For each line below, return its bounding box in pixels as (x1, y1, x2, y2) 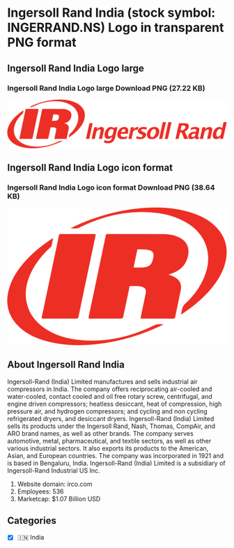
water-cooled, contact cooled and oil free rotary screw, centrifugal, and (7, 392, 212, 400)
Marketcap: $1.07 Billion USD (17, 494, 101, 503)
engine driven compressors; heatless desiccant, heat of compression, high (7, 399, 222, 408)
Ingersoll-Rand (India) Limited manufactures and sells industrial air (7, 377, 198, 386)
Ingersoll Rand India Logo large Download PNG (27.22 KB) (7, 83, 205, 93)
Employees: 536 (17, 487, 64, 496)
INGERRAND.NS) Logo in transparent (7, 20, 224, 36)
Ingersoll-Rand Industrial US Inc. (7, 466, 100, 475)
